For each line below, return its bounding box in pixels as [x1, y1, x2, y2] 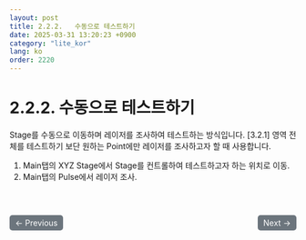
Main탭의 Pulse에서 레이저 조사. [22, 171, 138, 182]
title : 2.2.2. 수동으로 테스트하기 [9, 22, 136, 31]
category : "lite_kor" [9, 38, 92, 48]
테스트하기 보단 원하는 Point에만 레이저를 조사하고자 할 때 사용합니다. [25, 140, 271, 151]
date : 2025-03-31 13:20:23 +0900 [9, 30, 137, 39]
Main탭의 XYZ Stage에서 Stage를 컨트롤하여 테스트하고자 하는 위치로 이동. [22, 160, 291, 171]
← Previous [15, 217, 58, 228]
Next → [262, 217, 291, 228]
